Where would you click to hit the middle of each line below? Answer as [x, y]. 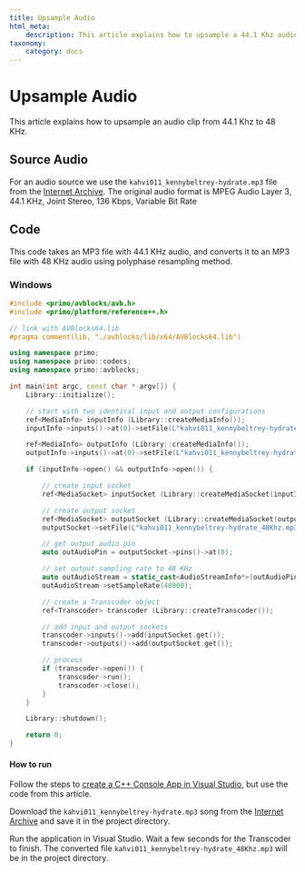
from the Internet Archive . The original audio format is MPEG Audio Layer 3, [151, 191]
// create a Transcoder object [101, 602]
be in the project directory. [59, 858]
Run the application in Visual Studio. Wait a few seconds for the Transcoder [151, 839]
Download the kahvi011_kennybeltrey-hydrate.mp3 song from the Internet [147, 812]
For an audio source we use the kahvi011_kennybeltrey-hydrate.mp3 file [143, 182]
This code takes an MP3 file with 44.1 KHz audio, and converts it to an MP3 [150, 252]
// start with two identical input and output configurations [146, 411]
